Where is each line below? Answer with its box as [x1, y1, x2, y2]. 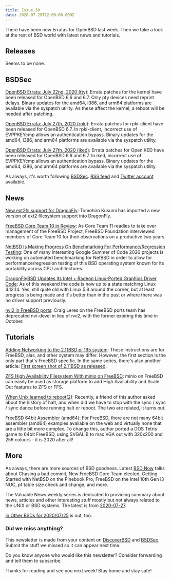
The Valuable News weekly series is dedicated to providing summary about [5, 491, 165, 497]
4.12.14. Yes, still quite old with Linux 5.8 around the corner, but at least [5, 286, 155, 292]
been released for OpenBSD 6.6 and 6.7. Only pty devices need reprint [5, 95, 154, 101]
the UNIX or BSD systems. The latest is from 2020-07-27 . [5, 502, 127, 509]
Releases [5, 47, 35, 55]
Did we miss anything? [5, 525, 63, 532]
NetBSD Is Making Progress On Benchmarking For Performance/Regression [5, 244, 165, 250]
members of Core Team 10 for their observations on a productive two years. [5, 233, 166, 239]
